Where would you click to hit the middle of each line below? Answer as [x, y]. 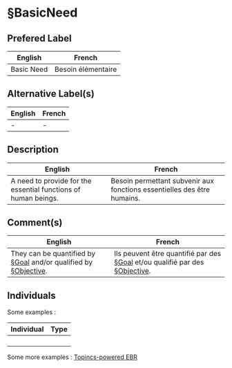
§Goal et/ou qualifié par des [159, 262]
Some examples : [32, 312]
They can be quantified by [53, 254]
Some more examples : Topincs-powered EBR [72, 357]
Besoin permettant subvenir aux [163, 181]
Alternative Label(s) [51, 94]
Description [33, 150]
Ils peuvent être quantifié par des [167, 254]
